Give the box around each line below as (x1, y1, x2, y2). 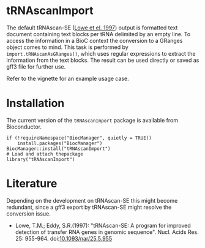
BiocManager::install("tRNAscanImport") (6, 145, 111, 152)
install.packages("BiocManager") (17, 140, 103, 146)
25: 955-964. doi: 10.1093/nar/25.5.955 (15, 235, 112, 242)
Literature (6, 177, 58, 190)
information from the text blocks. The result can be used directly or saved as (6, 56, 199, 64)
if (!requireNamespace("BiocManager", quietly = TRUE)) (6, 135, 152, 141)
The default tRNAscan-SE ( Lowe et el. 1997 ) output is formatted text (6, 24, 178, 31)
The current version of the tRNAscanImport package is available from (6, 116, 179, 124)
